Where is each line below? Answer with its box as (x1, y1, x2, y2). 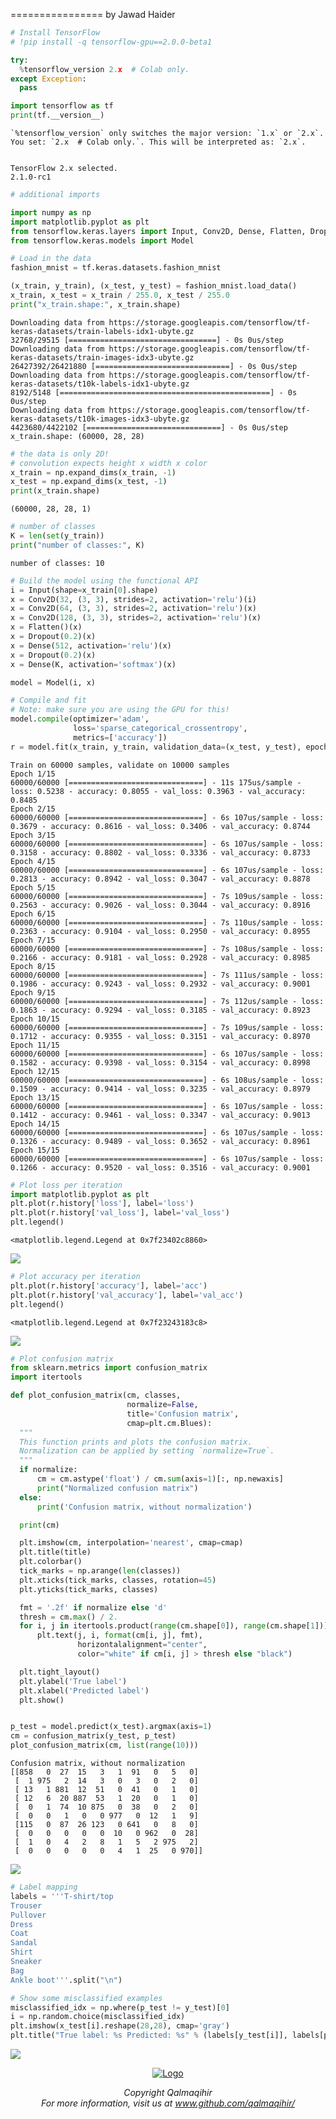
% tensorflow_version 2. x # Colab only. (19, 64, 190, 74)
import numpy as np (10, 207, 92, 218)
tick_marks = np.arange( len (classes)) (19, 1566, 182, 1576)
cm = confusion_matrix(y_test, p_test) (10, 1731, 177, 1741)
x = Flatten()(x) (10, 622, 83, 633)
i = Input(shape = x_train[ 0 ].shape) (10, 585, 159, 595)
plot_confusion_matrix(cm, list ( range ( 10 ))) (10, 1740, 199, 1751)
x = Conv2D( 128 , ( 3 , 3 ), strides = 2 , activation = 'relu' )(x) (10, 613, 262, 623)
